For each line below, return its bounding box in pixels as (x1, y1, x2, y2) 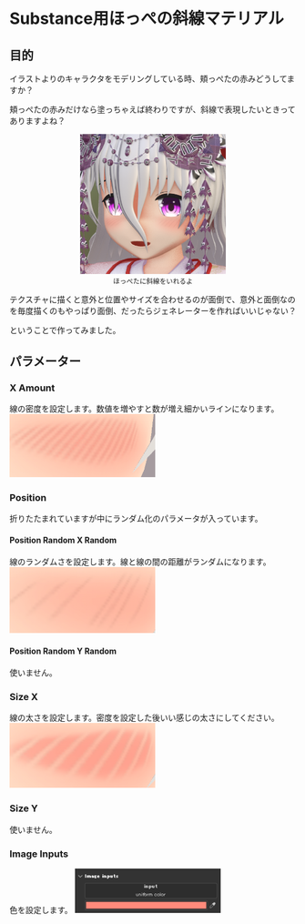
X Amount (9, 381, 56, 394)
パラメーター (9, 354, 82, 369)
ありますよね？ (9, 116, 66, 126)
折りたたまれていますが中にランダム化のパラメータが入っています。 (9, 513, 263, 524)
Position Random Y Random (9, 645, 117, 656)
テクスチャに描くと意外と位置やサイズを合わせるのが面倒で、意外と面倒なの (9, 293, 296, 305)
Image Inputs (9, 848, 69, 860)
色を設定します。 (9, 904, 73, 915)
